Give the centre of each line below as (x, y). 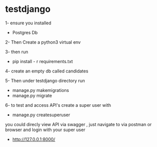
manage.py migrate (32, 95)
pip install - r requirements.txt (43, 61)
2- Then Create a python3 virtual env (43, 42)
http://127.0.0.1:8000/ (34, 139)
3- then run (17, 52)
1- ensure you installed (28, 23)
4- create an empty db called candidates (47, 71)
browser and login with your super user (45, 130)
